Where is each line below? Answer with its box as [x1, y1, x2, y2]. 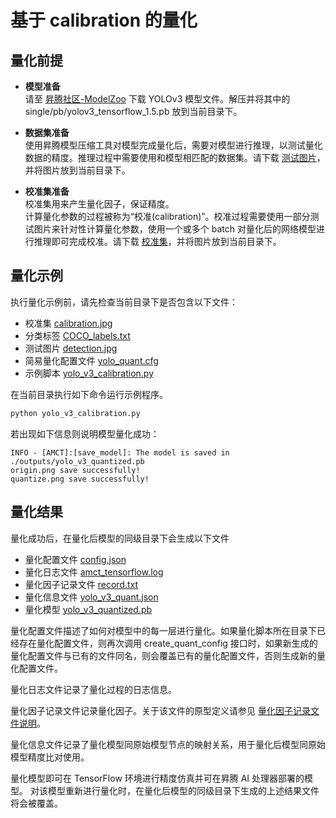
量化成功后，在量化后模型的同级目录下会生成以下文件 [10, 532, 230, 544]
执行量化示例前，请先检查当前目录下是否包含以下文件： [10, 296, 238, 308]
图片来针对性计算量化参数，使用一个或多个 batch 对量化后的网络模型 [33, 223, 317, 235]
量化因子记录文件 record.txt [24, 578, 139, 590]
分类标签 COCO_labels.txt [24, 329, 131, 341]
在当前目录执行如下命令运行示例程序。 [10, 388, 168, 400]
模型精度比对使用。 [10, 751, 90, 763]
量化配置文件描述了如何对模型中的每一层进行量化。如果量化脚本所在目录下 [10, 624, 317, 636]
